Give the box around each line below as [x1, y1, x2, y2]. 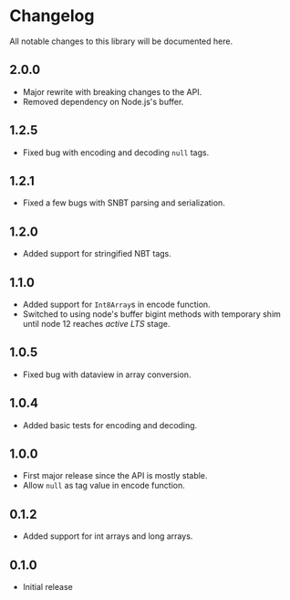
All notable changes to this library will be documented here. [9, 36, 233, 47]
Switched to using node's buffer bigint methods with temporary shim [22, 309, 281, 320]
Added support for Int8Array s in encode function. [22, 299, 212, 310]
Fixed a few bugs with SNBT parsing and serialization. [22, 197, 225, 208]
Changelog [9, 5, 95, 26]
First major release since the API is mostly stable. [22, 470, 208, 481]
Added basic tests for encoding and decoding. [22, 419, 198, 430]
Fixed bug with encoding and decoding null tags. [22, 147, 210, 158]
